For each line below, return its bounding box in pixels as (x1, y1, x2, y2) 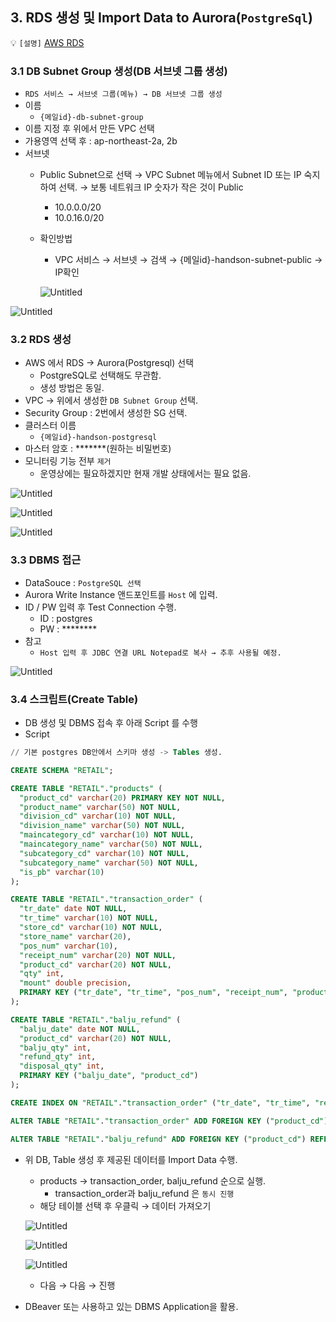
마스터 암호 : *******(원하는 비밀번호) (24, 443, 172, 455)
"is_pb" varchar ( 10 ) (19, 867, 105, 877)
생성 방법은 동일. (39, 382, 105, 394)
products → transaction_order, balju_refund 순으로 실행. (39, 1174, 267, 1187)
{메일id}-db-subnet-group (39, 113, 144, 123)
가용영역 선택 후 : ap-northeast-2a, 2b (24, 135, 178, 147)
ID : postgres (39, 612, 93, 624)
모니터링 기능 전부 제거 (24, 455, 112, 467)
